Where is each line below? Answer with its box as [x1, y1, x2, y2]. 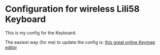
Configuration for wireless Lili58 [5, 3, 140, 15]
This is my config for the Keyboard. [5, 30, 76, 36]
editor [5, 44, 17, 50]
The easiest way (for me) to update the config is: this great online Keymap [5, 39, 156, 45]
